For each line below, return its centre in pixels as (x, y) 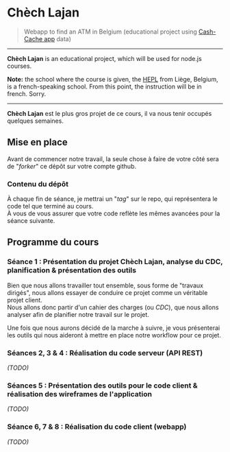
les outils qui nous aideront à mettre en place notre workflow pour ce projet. (114, 335)
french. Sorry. (27, 93)
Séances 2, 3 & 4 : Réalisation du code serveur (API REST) (105, 353)
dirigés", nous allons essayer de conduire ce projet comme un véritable (107, 292)
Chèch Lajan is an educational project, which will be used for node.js (104, 58)
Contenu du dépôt (38, 184)
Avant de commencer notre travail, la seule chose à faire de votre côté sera (113, 158)
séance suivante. (31, 221)
